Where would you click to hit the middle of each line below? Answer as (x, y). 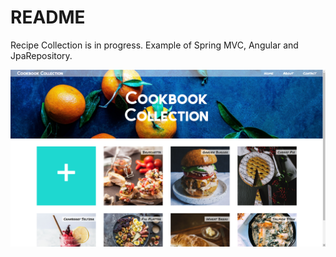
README (48, 17)
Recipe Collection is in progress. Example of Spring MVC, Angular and (154, 45)
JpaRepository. (41, 55)
